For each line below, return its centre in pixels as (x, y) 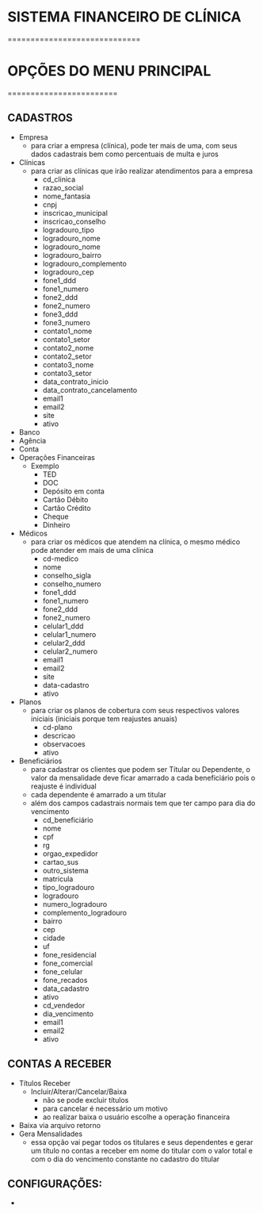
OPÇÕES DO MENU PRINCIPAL (109, 71)
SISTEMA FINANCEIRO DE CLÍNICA (125, 17)
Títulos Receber (45, 1083)
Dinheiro (56, 524)
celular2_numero (70, 651)
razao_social (63, 187)
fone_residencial (69, 954)
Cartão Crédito (67, 508)
